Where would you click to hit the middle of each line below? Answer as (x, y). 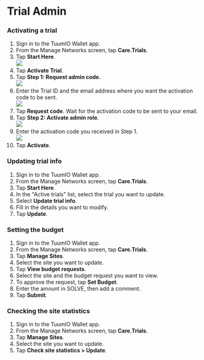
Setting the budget (35, 229)
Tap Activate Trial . (40, 71)
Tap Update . (32, 213)
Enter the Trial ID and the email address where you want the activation (104, 91)
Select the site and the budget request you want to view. (87, 276)
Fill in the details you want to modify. (62, 207)
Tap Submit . (32, 295)
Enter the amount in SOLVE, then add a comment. (78, 289)
